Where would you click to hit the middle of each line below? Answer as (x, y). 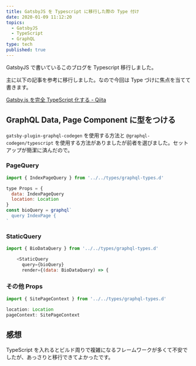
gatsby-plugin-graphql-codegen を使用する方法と (65, 135)
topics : (16, 22)
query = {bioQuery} (43, 264)
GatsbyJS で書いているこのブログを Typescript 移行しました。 (81, 67)
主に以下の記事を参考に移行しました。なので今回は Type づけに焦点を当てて (98, 79)
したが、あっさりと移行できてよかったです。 (60, 357)
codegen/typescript (30, 143)
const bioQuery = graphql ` (39, 210)
